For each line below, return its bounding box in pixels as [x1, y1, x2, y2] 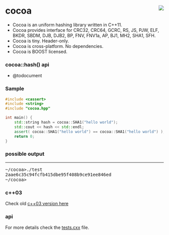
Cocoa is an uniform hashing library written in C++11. [12, 22, 122, 28]
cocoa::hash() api [5, 61, 49, 68]
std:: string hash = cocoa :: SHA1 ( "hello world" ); [14, 120, 118, 125]
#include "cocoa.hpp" [5, 106, 51, 111]
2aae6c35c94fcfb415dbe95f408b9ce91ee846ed [5, 171, 112, 178]
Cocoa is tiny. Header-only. [12, 38, 69, 44]
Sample [5, 85, 24, 92]
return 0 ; [14, 134, 35, 139]
